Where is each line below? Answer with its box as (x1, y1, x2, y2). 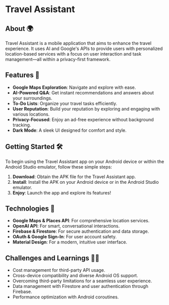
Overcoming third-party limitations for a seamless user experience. (12, 278, 152, 284)
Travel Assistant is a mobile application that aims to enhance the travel (5, 40, 152, 46)
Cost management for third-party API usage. (12, 267, 105, 273)
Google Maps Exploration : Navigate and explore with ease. (12, 84, 136, 90)
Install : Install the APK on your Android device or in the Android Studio (12, 179, 159, 185)
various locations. (12, 111, 50, 117)
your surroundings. (12, 95, 52, 101)
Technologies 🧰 (5, 205, 55, 213)
